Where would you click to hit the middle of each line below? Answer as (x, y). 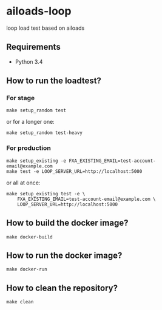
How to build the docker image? (67, 223)
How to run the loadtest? (54, 81)
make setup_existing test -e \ (46, 194)
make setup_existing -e (36, 161)
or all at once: (23, 183)
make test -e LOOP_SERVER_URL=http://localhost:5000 (74, 171)
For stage (21, 98)
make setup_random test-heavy (45, 133)
